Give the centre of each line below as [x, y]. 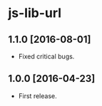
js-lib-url [35, 13]
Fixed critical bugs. [46, 56]
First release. [37, 96]
